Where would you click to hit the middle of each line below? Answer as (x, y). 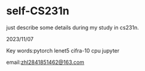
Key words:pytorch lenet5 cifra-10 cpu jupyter (63, 50)
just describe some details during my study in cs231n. (72, 27)
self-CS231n (38, 11)
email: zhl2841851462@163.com (46, 62)
